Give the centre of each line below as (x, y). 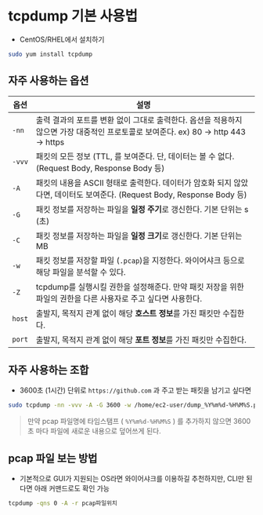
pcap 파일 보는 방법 (53, 458)
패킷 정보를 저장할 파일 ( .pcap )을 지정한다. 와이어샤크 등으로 (140, 260)
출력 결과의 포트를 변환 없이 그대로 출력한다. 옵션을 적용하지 (139, 120)
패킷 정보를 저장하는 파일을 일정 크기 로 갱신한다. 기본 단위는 (139, 236)
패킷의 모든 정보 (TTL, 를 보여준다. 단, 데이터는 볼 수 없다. (135, 156)
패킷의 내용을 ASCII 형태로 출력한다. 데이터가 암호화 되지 (134, 183)
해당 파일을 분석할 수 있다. (81, 272)
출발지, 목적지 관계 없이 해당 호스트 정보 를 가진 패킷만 (128, 313)
